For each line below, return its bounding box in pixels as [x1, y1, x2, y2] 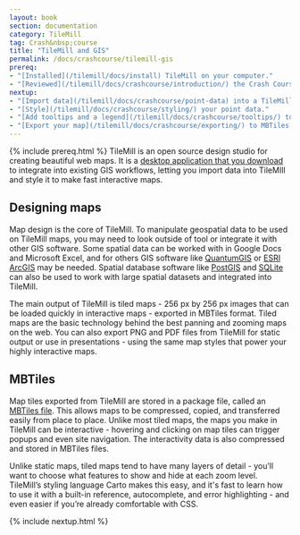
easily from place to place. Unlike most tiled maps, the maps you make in [9, 414, 278, 425]
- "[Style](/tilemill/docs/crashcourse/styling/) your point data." [9, 105, 270, 114]
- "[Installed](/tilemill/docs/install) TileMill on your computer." [9, 72, 274, 81]
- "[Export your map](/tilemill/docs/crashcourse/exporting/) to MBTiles [9, 122, 290, 131]
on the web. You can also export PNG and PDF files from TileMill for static [9, 327, 281, 337]
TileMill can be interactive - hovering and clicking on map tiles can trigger [9, 424, 280, 435]
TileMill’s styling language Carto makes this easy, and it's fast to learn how [9, 480, 283, 490]
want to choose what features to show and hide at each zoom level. [9, 470, 258, 480]
